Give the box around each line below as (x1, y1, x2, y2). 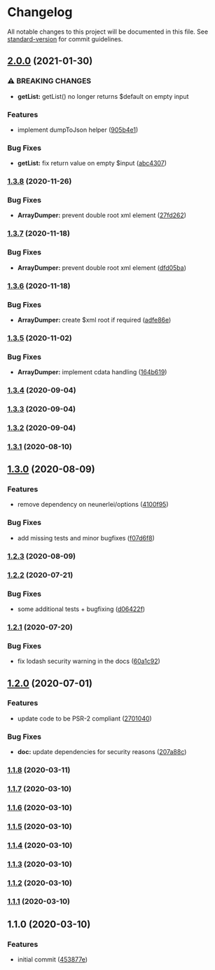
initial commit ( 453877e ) (17, 955, 88, 964)
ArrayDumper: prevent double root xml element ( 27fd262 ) (17, 211, 187, 219)
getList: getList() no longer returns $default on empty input (17, 92, 189, 100)
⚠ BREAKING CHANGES (7, 76, 92, 86)
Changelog (7, 4, 73, 20)
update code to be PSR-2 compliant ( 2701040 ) (17, 714, 152, 723)
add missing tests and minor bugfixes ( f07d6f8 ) (17, 533, 155, 542)
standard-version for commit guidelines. (7, 34, 123, 43)
